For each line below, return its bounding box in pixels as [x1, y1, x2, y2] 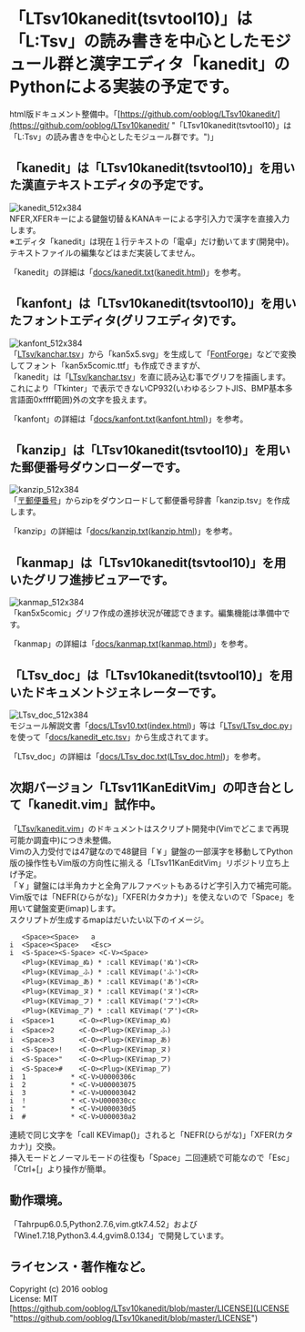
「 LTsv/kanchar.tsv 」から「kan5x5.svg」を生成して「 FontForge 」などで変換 [9, 348, 297, 360]
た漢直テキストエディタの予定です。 [9, 178, 211, 193]
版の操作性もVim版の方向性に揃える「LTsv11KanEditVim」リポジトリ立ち [9, 857, 282, 868]
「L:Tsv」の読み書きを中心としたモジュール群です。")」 [9, 131, 219, 142]
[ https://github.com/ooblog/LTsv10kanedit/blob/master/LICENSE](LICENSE [9, 1303, 290, 1314]
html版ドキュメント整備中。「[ [9, 108, 121, 119]
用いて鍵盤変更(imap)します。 [9, 902, 121, 913]
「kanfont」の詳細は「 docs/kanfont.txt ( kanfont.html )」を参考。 [9, 413, 249, 424]
